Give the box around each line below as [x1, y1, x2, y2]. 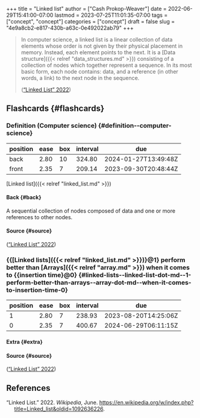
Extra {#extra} [6, 338, 43, 345]
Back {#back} [6, 194, 42, 201]
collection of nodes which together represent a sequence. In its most [20, 61, 192, 69]
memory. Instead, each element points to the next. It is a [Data [20, 49, 176, 56]
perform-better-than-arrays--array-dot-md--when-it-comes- [6, 278, 192, 287]
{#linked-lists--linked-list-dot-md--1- [78, 271, 192, 279]
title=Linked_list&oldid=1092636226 [14, 405, 104, 412]
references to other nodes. [6, 213, 73, 220]
